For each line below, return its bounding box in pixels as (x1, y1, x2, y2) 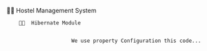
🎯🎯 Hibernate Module (19, 20, 81, 27)
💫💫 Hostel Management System (6, 7, 97, 14)
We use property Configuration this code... (71, 37, 201, 44)
